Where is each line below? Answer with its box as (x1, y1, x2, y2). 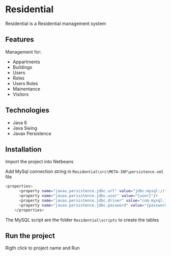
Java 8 (12, 119, 27, 125)
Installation (5, 145, 42, 153)
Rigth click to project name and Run (5, 245, 80, 251)
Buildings (12, 64, 33, 70)
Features (5, 35, 34, 44)
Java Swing (12, 125, 37, 131)
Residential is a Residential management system (5, 20, 106, 27)
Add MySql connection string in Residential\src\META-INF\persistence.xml (5, 168, 164, 174)
